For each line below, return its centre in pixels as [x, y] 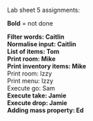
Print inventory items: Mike [47, 66]
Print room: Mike [32, 59]
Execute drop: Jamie [37, 103]
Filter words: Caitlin [36, 37]
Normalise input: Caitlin [42, 44]
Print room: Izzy [30, 73]
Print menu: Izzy [30, 81]
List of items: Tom [33, 52]
